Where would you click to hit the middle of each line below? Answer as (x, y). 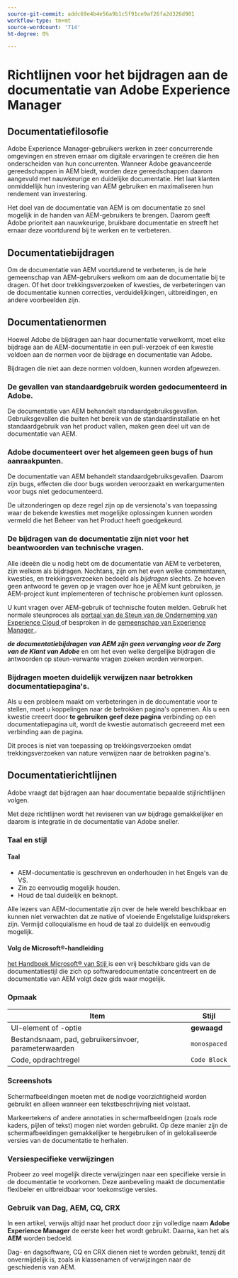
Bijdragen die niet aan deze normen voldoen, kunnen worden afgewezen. (114, 368)
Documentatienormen (57, 322)
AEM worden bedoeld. (40, 1238)
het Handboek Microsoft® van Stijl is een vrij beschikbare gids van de (109, 964)
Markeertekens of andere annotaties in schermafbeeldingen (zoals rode (112, 1117)
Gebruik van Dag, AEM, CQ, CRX (64, 1208)
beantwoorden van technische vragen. (75, 548)
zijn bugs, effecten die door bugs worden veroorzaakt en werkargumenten (116, 484)
